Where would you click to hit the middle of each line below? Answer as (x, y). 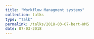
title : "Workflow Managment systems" (45, 10)
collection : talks (25, 15)
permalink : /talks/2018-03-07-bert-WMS (47, 24)
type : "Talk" (19, 19)
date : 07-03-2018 (23, 29)
